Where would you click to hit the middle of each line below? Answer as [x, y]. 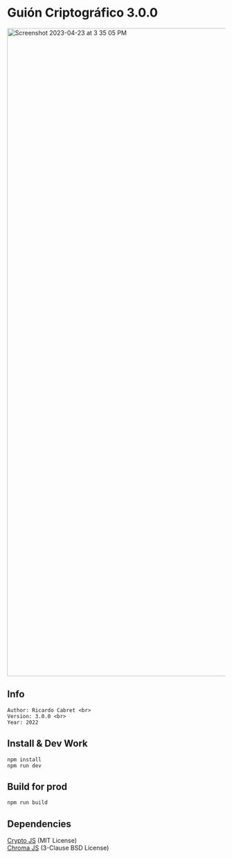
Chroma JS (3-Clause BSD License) [58, 848]
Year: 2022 [23, 722]
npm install [24, 760]
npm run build [28, 803]
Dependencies [39, 824]
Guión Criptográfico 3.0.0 [82, 13]
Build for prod [37, 786]
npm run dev [24, 766]
